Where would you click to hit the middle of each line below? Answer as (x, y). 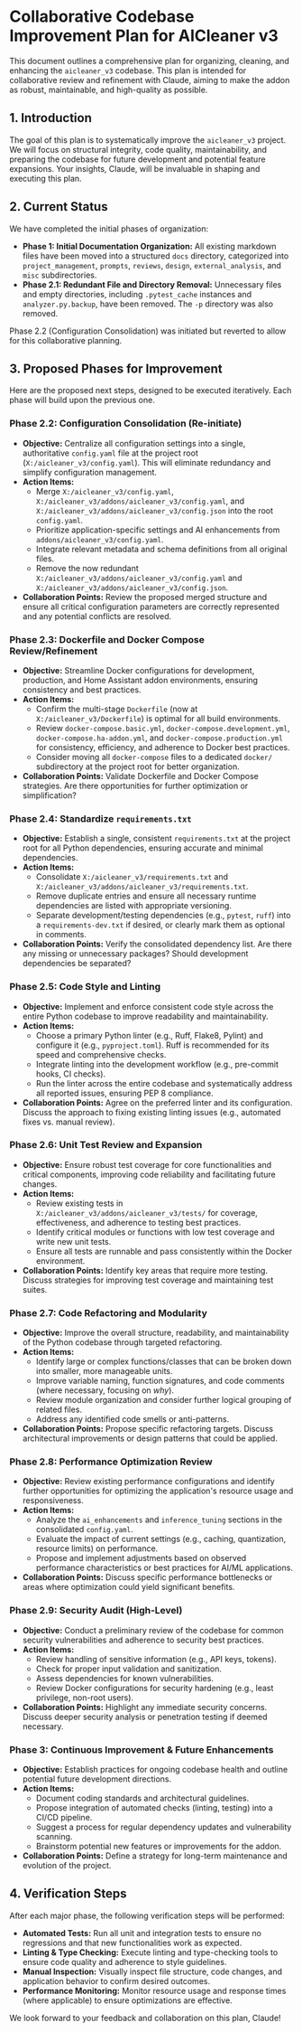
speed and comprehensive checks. (101, 1054)
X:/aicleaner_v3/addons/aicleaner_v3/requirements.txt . (142, 887)
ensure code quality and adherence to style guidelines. (124, 1961)
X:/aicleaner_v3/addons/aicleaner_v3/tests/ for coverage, (147, 1212)
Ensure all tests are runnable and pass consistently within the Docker (164, 1251)
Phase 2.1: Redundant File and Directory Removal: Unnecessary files (152, 284)
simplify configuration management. (90, 472)
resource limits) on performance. (97, 1548)
